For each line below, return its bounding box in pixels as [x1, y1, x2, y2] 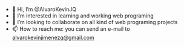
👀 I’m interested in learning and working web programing [11, 12, 154, 19]
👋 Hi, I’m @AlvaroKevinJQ [11, 6, 77, 13]
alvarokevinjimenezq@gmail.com [11, 34, 95, 41]
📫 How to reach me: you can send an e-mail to [11, 25, 130, 33]
